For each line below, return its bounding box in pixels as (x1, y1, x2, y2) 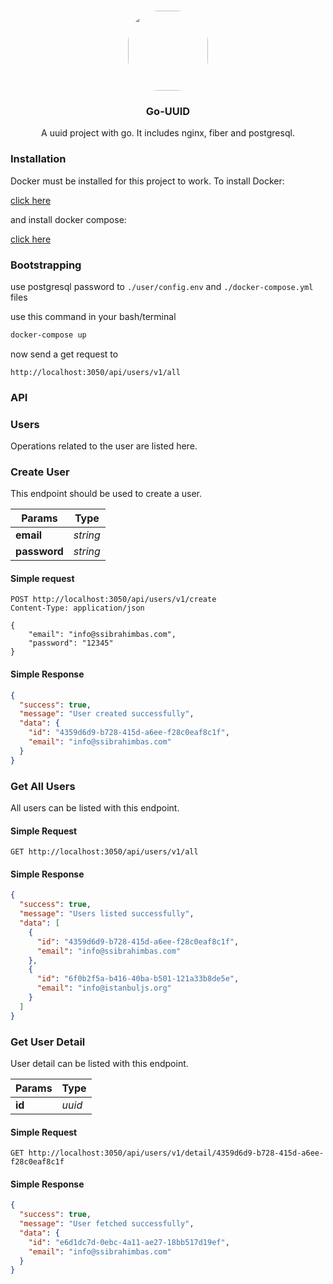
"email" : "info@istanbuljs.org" (36, 983, 172, 994)
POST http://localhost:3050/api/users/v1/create (10, 595, 217, 605)
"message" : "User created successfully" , (19, 709, 195, 719)
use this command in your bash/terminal (10, 310, 177, 322)
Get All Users (10, 779, 76, 793)
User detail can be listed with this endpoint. (10, 1057, 189, 1069)
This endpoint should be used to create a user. (10, 488, 203, 500)
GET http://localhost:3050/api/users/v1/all (10, 847, 199, 857)
